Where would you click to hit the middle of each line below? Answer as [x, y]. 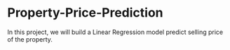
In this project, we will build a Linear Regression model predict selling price [115, 32]
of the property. [30, 39]
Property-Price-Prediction [85, 13]
